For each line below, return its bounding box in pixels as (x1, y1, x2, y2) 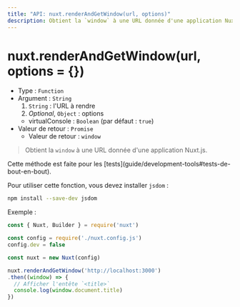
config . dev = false (7, 241, 66, 248)
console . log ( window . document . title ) (14, 287, 123, 294)
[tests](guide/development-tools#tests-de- (104, 160, 231, 168)
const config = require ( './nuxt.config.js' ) (7, 235, 142, 242)
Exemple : (7, 208, 37, 216)
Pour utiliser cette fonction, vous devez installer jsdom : (7, 181, 169, 190)
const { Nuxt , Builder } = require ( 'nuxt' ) (7, 222, 139, 229)
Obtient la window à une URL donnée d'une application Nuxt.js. (24, 146, 208, 154)
